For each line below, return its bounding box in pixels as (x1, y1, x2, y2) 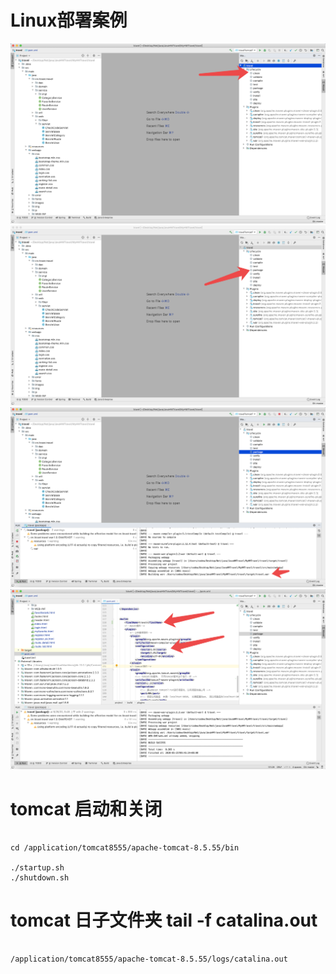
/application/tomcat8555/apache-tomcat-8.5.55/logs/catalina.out (10, 954, 288, 964)
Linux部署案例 (10, 9, 128, 32)
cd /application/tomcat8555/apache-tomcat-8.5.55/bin (10, 842, 240, 853)
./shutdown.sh (10, 872, 70, 883)
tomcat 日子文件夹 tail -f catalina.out (10, 909, 318, 931)
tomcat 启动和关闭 (10, 797, 163, 820)
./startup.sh (10, 862, 65, 873)
